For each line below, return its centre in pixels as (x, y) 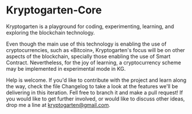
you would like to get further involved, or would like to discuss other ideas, (95, 99)
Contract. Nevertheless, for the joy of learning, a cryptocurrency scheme (94, 63)
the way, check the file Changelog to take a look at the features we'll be (92, 86)
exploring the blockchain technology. (50, 32)
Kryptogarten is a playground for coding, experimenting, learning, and (90, 26)
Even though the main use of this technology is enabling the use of (86, 44)
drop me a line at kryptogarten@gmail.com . (58, 105)
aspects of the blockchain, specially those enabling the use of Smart (88, 56)
